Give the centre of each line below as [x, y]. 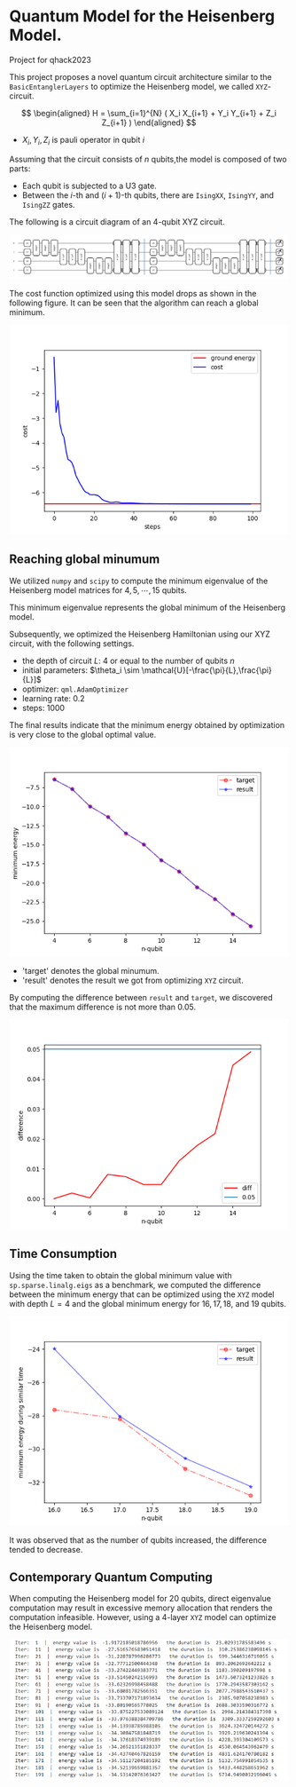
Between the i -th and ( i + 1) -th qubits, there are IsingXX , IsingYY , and [148, 195]
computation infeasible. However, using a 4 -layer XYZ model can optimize [143, 1617]
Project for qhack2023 [50, 59]
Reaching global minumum [85, 560]
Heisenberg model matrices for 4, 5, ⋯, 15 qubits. [98, 590]
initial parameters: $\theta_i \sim [81, 670]
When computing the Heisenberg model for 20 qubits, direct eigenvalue [140, 1599]
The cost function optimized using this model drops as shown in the [133, 293]
